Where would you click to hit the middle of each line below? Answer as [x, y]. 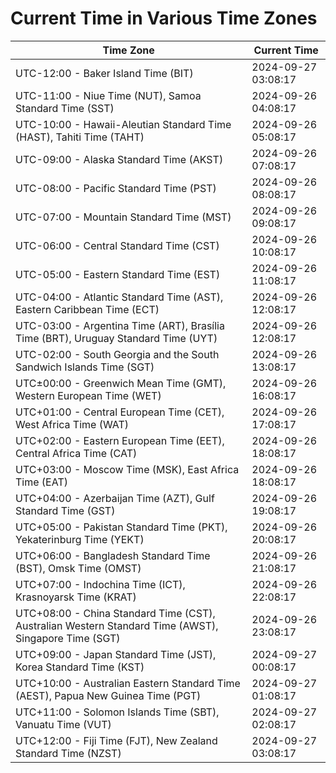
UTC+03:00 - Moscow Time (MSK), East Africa [127, 469]
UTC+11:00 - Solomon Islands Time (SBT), [117, 712]
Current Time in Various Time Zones [164, 18]
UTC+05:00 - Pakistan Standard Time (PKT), [121, 527]
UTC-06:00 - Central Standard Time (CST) [117, 245]
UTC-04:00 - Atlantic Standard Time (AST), [119, 297]
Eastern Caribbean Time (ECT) [87, 309]
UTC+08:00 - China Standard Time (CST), [115, 613]
